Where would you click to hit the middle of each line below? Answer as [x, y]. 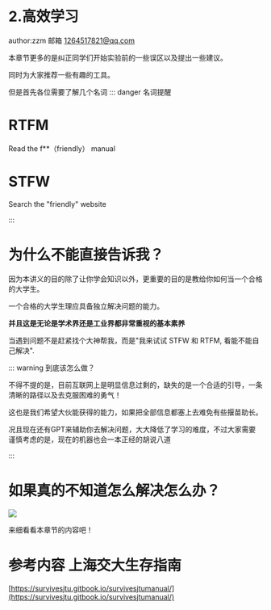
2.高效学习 [44, 17]
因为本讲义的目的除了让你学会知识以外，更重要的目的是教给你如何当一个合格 [135, 279]
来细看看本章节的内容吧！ [51, 529]
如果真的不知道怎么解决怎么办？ [115, 490]
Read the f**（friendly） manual [62, 148]
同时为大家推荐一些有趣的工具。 [61, 74]
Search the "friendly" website [57, 204]
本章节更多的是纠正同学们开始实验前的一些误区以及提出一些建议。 [118, 57]
